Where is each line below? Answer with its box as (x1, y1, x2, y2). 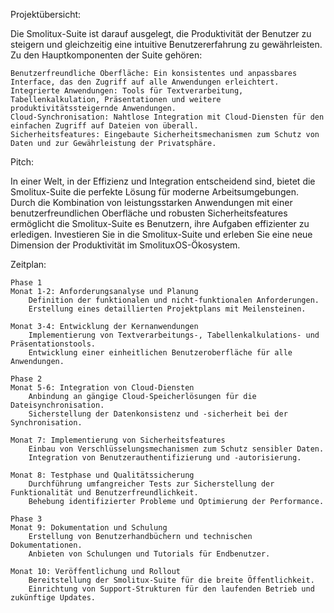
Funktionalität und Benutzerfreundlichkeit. (10, 488, 199, 498)
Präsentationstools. (10, 339, 97, 349)
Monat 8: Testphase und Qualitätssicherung (10, 470, 195, 480)
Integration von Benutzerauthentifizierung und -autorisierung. (28, 453, 302, 463)
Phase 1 (10, 278, 43, 288)
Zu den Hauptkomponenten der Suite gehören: (10, 49, 203, 61)
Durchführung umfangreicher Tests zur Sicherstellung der (28, 479, 275, 489)
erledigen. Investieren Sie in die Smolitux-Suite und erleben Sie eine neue (10, 229, 313, 240)
